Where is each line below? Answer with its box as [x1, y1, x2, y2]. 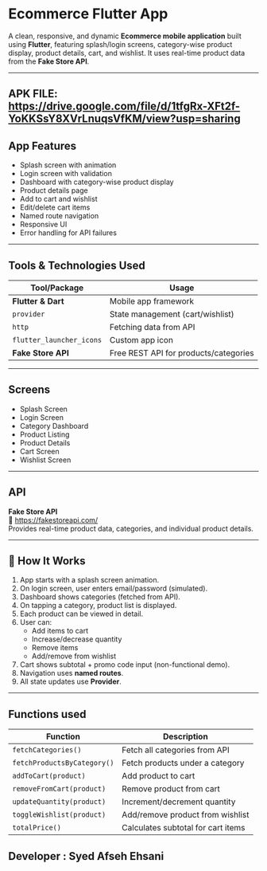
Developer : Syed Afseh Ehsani [8, 849, 164, 863]
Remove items [31, 643, 79, 653]
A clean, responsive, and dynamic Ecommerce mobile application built [8, 31, 242, 41]
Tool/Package [30, 282, 84, 293]
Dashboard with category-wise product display [19, 177, 174, 187]
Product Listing [19, 430, 70, 439]
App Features [8, 139, 77, 152]
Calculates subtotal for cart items [122, 822, 246, 834]
